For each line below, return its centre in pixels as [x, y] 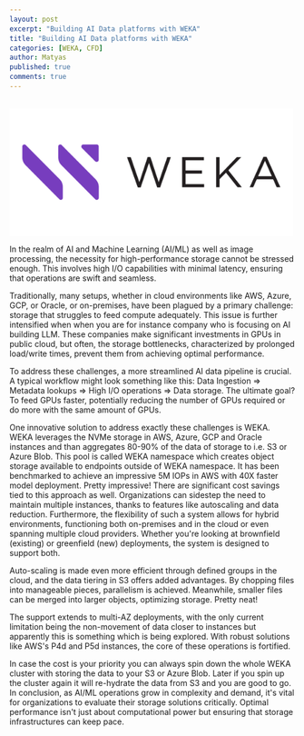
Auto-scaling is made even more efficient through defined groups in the [143, 570]
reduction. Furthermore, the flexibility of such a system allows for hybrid [144, 514]
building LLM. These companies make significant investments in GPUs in [145, 334]
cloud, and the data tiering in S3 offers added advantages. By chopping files [152, 580]
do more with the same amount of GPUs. [85, 410]
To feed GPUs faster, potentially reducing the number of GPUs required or [147, 400]
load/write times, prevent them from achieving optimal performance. [137, 353]
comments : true [38, 77]
